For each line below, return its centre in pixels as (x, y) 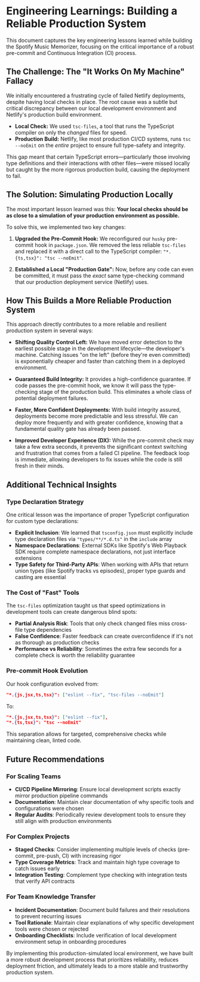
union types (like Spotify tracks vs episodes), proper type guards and (100, 571)
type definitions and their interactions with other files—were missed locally (98, 163)
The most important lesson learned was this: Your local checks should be (97, 209)
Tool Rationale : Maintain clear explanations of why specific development (104, 922)
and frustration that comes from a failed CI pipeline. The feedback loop (102, 453)
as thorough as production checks (57, 643)
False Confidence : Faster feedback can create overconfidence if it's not (104, 636)
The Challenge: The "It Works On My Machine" (96, 72)
